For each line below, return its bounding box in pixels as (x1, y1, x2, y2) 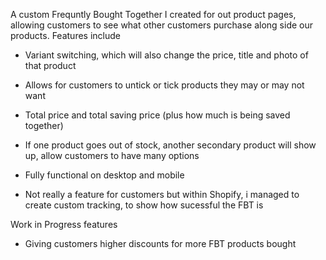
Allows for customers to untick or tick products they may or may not (24, 79, 305, 91)
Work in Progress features (10, 219, 118, 230)
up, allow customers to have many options (24, 150, 200, 161)
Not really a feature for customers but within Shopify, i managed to (24, 189, 300, 200)
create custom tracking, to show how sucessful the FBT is (24, 199, 264, 211)
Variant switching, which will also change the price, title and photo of (24, 49, 309, 61)
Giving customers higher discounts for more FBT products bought (24, 238, 297, 249)
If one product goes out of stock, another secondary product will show (24, 139, 317, 151)
